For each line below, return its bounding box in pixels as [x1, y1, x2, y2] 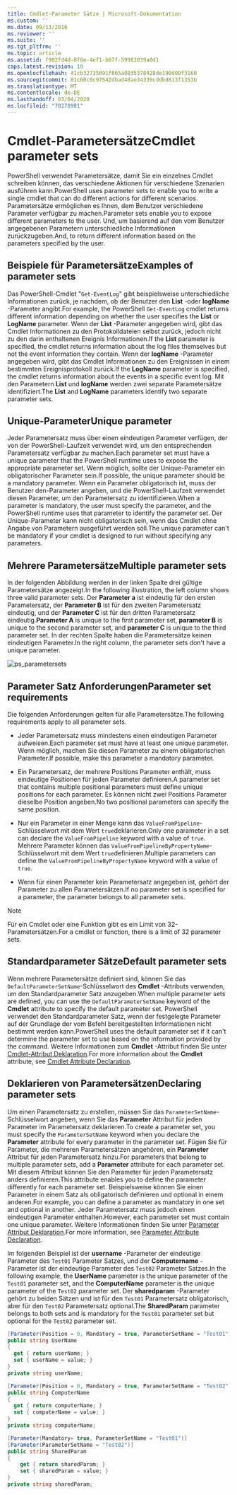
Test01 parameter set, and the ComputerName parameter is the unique [7, 1278, 215, 1288]
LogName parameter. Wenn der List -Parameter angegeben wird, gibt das [7, 319, 223, 328]
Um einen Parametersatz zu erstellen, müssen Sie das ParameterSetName [7, 1107, 217, 1116]
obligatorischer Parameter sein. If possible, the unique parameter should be [7, 471, 226, 480]
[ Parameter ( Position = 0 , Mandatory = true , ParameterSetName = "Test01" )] [7, 1330, 235, 1337]
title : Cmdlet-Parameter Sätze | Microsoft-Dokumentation [7, 10, 181, 18]
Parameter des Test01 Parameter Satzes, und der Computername [7, 1257, 199, 1265]
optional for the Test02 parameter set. [7, 1317, 117, 1325]
